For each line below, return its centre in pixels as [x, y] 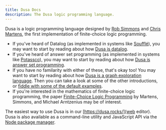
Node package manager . [30, 122]
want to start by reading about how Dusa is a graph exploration [77, 75]
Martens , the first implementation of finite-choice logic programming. [76, 34]
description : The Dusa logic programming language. [60, 14]
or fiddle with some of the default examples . [58, 86]
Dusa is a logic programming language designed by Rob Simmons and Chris [83, 28]
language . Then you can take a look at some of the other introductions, [85, 81]
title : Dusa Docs [23, 10]
